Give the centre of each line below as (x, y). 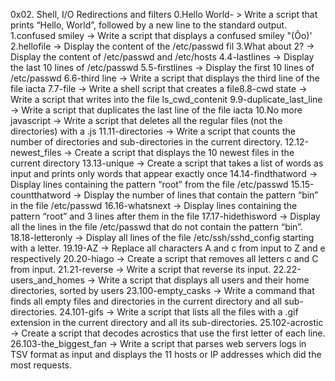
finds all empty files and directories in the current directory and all (146, 301)
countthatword (41, 195)
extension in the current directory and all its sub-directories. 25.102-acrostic (167, 322)
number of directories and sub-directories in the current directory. (146, 142)
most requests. (41, 365)
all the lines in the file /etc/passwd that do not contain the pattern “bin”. (156, 227)
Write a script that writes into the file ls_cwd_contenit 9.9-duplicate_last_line (166, 99)
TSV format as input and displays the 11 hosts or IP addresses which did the (166, 354)
